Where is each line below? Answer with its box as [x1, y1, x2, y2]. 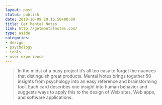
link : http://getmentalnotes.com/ [5, 26, 78, 31]
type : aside [5, 31, 30, 36]
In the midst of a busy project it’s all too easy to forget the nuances [17, 68, 156, 74]
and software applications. [17, 94, 73, 100]
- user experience [5, 54, 44, 59]
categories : [5, 36, 30, 41]
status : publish [5, 12, 39, 17]
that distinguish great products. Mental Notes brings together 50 [17, 73, 151, 79]
